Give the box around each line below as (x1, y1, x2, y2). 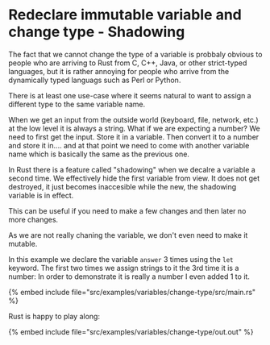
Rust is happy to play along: (8, 311, 101, 321)
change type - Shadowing (8, 23, 185, 41)
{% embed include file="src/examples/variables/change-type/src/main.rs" (8, 287, 256, 297)
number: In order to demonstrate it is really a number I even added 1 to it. (8, 272, 250, 281)
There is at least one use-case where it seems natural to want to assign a (8, 90, 251, 100)
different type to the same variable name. (8, 99, 146, 109)
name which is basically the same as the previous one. (8, 149, 189, 159)
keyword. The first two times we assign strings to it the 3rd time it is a (8, 263, 239, 272)
